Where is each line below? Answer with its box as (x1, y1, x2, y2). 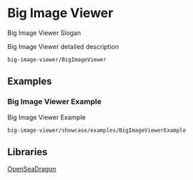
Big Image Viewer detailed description (7, 42, 120, 51)
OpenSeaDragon (7, 165, 57, 174)
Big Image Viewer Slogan (7, 28, 81, 37)
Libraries (7, 146, 48, 158)
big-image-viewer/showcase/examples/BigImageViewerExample (7, 127, 187, 134)
